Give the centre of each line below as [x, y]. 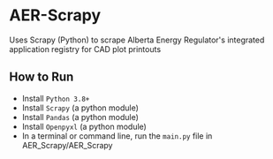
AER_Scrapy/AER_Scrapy [67, 145]
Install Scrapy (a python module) [80, 108]
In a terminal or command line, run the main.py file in [117, 136]
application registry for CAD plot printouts [85, 49]
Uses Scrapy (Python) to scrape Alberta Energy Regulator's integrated [137, 40]
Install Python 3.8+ [56, 98]
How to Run [42, 77]
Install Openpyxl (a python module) [84, 126]
